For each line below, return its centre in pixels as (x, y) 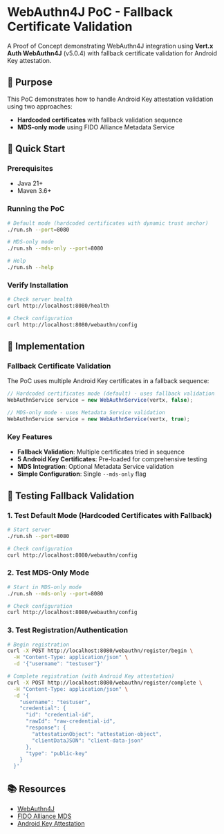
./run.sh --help (30, 268)
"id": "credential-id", (60, 715)
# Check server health (40, 299)
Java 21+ (30, 183)
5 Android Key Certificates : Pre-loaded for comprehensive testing (112, 459)
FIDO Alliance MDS (44, 816)
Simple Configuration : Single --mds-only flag (82, 474)
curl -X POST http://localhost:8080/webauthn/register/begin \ (100, 651)
